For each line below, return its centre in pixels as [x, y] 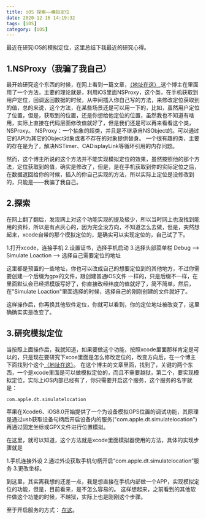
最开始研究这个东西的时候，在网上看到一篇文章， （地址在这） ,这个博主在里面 [103, 85]
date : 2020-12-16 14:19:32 [41, 18]
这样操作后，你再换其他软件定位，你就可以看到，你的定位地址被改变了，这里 [103, 304]
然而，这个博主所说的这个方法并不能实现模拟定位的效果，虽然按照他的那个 [100, 159]
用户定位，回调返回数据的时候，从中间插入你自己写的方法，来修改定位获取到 [103, 100]
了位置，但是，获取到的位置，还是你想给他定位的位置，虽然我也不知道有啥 [100, 115]
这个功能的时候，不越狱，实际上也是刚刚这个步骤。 [81, 497]
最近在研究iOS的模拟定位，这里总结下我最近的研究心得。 [78, 47]
